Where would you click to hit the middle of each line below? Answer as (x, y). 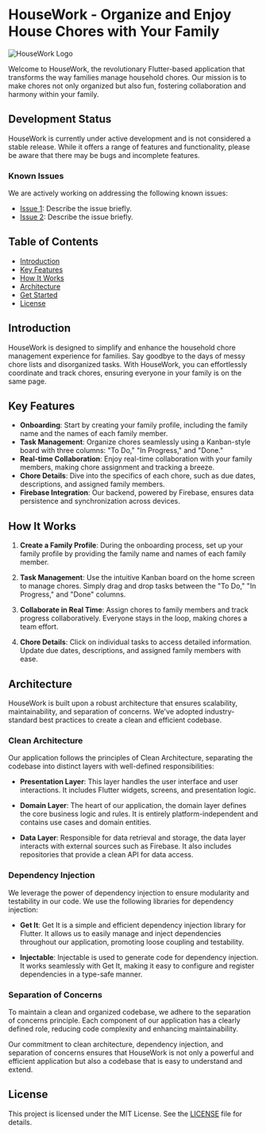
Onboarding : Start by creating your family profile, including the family (134, 425)
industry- (220, 712)
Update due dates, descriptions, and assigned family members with (130, 651)
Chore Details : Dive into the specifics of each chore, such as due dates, (137, 476)
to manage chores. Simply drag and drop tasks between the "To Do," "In (138, 586)
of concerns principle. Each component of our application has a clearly (124, 1020)
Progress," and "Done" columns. (73, 594)
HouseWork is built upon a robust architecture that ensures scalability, (123, 703)
